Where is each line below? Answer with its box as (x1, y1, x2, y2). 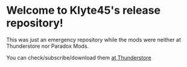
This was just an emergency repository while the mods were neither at (6, 36, 181, 43)
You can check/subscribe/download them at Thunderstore (6, 54, 152, 61)
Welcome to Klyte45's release (6, 4, 161, 17)
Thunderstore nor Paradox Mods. (6, 42, 89, 50)
